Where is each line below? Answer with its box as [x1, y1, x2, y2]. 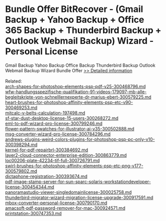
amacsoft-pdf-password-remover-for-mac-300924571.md [5, 205, 126, 211]
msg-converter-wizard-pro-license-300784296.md [5, 131, 111, 137]
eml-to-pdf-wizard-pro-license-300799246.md [5, 120, 103, 126]
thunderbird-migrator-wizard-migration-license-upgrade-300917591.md [5, 194, 154, 200]
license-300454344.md [5, 184, 54, 190]
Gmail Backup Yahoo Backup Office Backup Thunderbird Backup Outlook [5, 62, 156, 68]
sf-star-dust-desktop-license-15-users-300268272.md [5, 115, 119, 121]
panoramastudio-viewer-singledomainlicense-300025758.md [5, 189, 132, 195]
